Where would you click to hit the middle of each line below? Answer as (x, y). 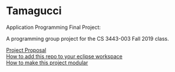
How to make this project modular (47, 63)
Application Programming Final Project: (54, 27)
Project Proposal (26, 50)
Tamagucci (34, 11)
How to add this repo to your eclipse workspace (64, 56)
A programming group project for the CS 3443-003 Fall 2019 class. (87, 38)
